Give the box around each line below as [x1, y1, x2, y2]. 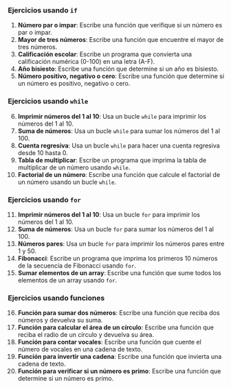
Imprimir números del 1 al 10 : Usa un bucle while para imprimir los [17, 112, 207, 120]
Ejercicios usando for [8, 195, 81, 204]
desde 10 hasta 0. [17, 148, 68, 156]
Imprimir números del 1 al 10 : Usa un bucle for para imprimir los [17, 210, 200, 218]
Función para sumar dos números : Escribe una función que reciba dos [17, 309, 220, 317]
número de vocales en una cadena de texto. [17, 345, 143, 353]
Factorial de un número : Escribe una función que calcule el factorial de [17, 170, 221, 178]
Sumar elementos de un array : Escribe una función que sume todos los [17, 268, 222, 276]
